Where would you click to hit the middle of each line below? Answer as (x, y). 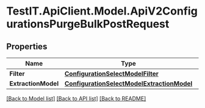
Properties (27, 46)
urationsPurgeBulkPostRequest (88, 24)
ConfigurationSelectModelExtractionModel (128, 83)
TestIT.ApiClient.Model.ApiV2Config (102, 11)
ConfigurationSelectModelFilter (111, 74)
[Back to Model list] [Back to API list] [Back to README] (76, 99)
